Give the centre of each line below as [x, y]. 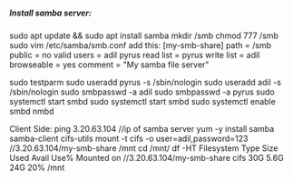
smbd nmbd [32, 111]
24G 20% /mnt [37, 167]
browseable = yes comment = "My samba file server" [109, 65]
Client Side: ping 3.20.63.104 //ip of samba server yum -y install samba [142, 128]
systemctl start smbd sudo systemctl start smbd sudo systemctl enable [143, 101]
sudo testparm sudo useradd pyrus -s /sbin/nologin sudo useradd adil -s [145, 82]
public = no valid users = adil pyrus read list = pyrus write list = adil [135, 55]
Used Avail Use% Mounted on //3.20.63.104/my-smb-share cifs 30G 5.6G [146, 157]
